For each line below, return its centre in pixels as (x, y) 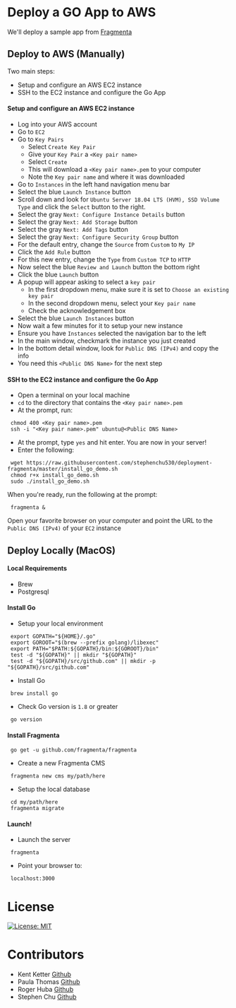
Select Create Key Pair (62, 146)
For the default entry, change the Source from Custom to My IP (106, 244)
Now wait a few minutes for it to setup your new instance (100, 325)
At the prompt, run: (45, 410)
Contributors (46, 955)
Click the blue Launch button (58, 274)
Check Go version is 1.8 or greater (68, 706)
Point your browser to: (50, 866)
